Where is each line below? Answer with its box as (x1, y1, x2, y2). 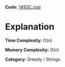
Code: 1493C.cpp (5, 4, 41, 10)
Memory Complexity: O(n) (5, 46, 60, 53)
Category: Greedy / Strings (5, 56, 61, 62)
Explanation (5, 22, 55, 32)
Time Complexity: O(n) (5, 37, 52, 43)
